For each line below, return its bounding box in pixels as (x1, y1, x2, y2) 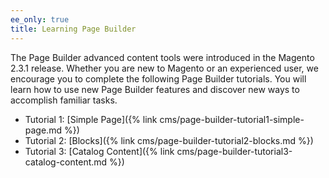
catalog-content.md (24, 156, 108, 168)
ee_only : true (10, 14, 70, 25)
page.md (24, 124, 62, 136)
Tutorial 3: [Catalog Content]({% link (24, 145, 175, 157)
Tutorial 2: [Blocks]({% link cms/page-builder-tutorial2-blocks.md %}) (24, 134, 314, 146)
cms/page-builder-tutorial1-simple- (159, 113, 305, 125)
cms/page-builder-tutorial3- (176, 145, 293, 157)
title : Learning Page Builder (10, 24, 137, 34)
